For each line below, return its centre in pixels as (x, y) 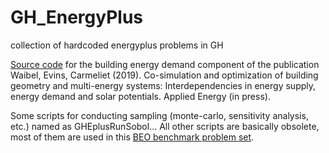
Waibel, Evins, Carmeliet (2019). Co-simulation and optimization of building (164, 75)
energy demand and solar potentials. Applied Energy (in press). (140, 96)
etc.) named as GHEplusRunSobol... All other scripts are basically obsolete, (165, 126)
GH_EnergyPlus (77, 17)
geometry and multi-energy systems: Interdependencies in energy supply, (163, 85)
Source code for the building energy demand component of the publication (165, 64)
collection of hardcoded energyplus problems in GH (117, 45)
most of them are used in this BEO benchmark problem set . (132, 137)
